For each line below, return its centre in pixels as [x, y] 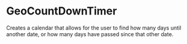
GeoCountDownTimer [62, 11]
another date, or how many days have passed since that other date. [90, 34]
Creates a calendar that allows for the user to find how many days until [94, 28]
